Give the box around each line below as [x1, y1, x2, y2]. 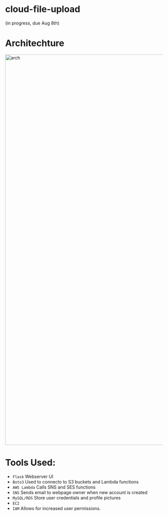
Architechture [5, 37, 64, 49]
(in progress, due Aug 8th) [5, 20, 60, 26]
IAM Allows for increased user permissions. [12, 505, 101, 511]
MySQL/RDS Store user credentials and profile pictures [12, 494, 121, 500]
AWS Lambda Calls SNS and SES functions [12, 484, 96, 490]
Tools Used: [5, 457, 56, 468]
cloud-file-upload [5, 3, 80, 15]
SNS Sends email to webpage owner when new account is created [12, 489, 147, 495]
